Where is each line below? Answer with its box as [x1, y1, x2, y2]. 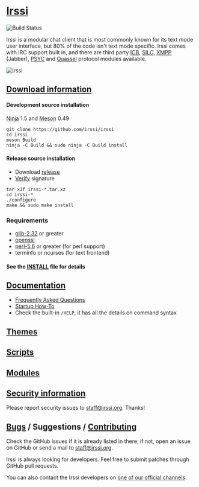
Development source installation [6, 101, 90, 108]
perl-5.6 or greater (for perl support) [14, 243, 105, 250]
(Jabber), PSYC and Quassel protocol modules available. [6, 55, 147, 62]
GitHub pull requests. [6, 462, 59, 469]
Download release [14, 168, 60, 176]
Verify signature [14, 174, 55, 182]
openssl [14, 237, 35, 244]
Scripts [6, 347, 34, 357]
